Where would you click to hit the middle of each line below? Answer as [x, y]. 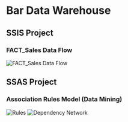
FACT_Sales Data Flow [39, 50]
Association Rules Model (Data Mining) [64, 99]
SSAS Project [32, 82]
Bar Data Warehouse [59, 11]
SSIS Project [30, 33]
